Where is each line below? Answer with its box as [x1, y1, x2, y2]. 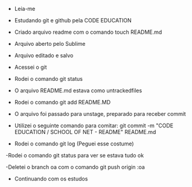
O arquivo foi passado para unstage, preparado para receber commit [14, 110, 187, 117]
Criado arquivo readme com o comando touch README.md [14, 28, 162, 36]
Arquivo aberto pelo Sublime [14, 40, 86, 47]
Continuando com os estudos [14, 175, 88, 182]
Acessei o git [14, 63, 47, 71]
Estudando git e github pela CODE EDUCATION [14, 17, 132, 24]
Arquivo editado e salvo [14, 52, 74, 59]
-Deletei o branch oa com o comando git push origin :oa [5, 163, 146, 171]
